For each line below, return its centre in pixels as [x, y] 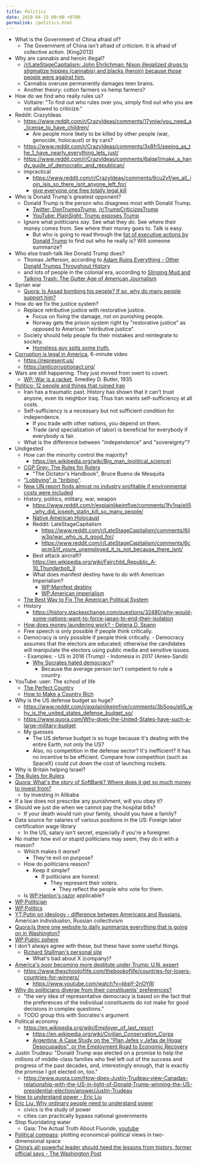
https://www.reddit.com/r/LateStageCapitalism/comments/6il [116, 530]
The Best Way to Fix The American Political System [86, 600]
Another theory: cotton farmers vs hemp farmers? [84, 90]
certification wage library [45, 826]
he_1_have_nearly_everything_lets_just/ [71, 153]
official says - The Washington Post [58, 1154]
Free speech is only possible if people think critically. [88, 631]
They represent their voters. [84, 883]
